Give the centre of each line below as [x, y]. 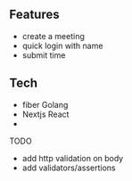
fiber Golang [45, 104]
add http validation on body [73, 158]
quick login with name [62, 45]
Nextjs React [45, 114]
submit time [44, 55]
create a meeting [53, 36]
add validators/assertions [69, 168]
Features [34, 15]
